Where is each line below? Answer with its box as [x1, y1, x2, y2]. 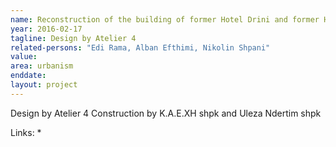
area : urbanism [10, 61, 74, 71]
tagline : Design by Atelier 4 [10, 33, 137, 43]
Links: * [10, 126, 42, 138]
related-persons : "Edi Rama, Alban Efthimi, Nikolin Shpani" [10, 42, 271, 53]
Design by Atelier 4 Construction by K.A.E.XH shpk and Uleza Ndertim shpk [10, 107, 322, 119]
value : [10, 52, 38, 62]
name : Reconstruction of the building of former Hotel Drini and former [10, 14, 320, 25]
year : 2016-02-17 [10, 24, 83, 34]
